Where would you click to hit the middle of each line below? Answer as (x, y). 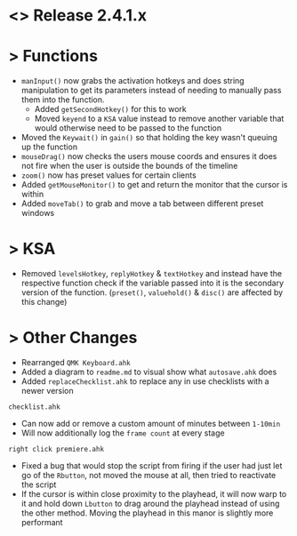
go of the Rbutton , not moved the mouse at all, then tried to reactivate (148, 475)
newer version (48, 391)
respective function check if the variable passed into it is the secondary (153, 283)
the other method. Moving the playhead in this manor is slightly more (147, 513)
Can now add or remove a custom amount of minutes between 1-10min (151, 424)
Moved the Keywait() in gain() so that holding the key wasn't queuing (149, 138)
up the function (49, 147)
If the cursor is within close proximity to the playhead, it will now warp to (154, 494)
